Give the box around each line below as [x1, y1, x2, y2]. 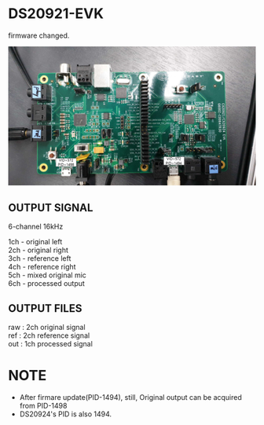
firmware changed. [8, 31, 70, 40]
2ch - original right [8, 245, 69, 255]
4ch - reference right [8, 262, 76, 272]
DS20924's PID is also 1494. [19, 409, 112, 419]
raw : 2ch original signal [8, 323, 86, 332]
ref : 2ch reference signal [8, 331, 90, 340]
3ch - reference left [8, 254, 71, 263]
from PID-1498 [19, 401, 68, 410]
